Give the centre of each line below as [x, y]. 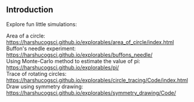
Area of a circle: [26, 36]
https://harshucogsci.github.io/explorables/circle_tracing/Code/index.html [97, 80]
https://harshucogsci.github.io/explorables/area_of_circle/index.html [90, 42]
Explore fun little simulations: [42, 24]
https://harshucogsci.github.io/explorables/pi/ [63, 67]
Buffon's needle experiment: [41, 48]
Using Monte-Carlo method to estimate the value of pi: [73, 61]
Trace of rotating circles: [36, 73]
